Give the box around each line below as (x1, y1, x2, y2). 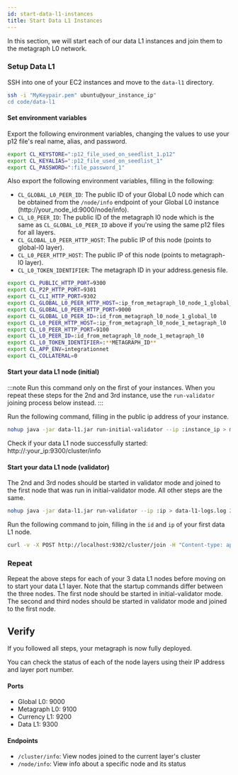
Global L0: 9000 (17, 698, 65, 706)
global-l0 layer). (17, 243, 64, 252)
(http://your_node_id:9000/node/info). (17, 205, 130, 214)
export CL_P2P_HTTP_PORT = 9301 (7, 286, 97, 293)
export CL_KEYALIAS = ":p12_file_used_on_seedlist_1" (7, 157, 163, 164)
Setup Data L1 (7, 62, 55, 72)
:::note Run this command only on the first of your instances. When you (7, 384, 215, 392)
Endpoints (7, 736, 38, 744)
